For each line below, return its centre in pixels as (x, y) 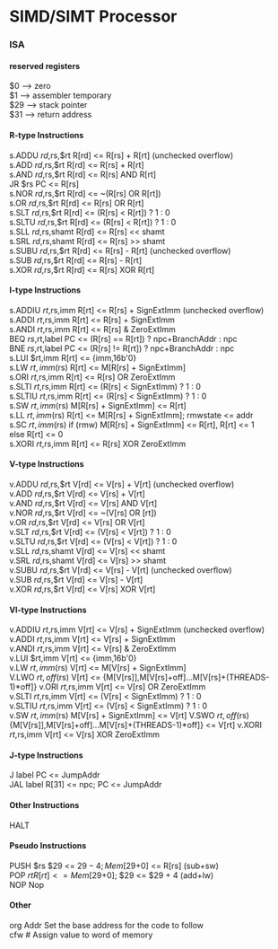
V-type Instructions (47, 464)
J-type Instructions (46, 755)
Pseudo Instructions (48, 846)
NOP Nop (27, 884)
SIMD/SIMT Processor (93, 17)
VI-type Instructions (48, 610)
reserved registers (45, 66)
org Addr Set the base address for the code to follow (107, 925)
